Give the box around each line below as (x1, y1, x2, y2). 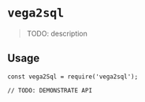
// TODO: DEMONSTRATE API (7, 86, 92, 94)
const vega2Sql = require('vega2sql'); (7, 73, 139, 81)
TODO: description (26, 28, 88, 38)
